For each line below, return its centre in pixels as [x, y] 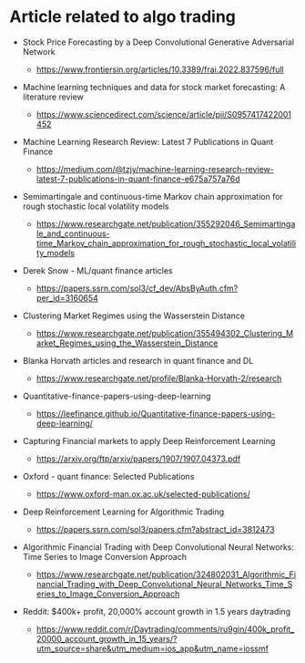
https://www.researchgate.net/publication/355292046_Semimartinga [166, 223]
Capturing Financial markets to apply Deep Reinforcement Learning [149, 440]
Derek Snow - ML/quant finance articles [97, 270]
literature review [53, 97]
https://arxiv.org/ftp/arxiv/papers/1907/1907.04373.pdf [138, 459]
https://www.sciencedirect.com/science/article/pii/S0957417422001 [164, 114]
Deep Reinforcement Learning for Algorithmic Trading [123, 512]
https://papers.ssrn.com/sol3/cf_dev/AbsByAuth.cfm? [137, 288]
